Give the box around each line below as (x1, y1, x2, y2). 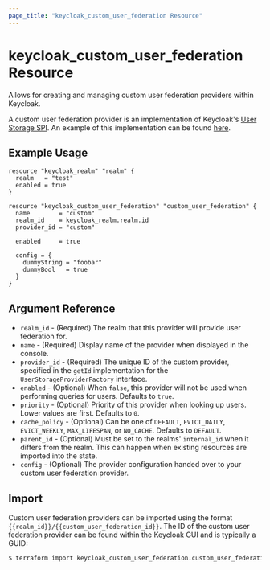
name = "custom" (15, 210, 95, 218)
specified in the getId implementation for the (19, 366, 169, 375)
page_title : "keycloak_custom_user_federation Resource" (8, 11, 203, 20)
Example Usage (8, 146, 88, 159)
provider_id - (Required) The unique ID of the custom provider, (19, 357, 230, 367)
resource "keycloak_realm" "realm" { (8, 167, 135, 175)
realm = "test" (15, 174, 74, 182)
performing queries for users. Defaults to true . (19, 392, 174, 401)
